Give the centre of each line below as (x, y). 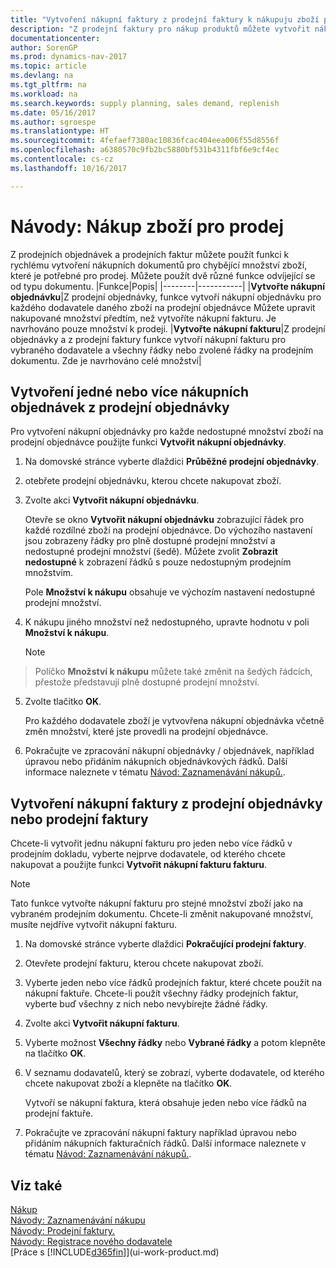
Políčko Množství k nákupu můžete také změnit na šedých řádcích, (173, 672)
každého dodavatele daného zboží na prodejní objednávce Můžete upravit (163, 307)
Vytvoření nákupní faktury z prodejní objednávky (166, 803)
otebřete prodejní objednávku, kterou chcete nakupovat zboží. (153, 481)
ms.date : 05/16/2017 (53, 112)
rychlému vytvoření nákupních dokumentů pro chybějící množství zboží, (159, 265)
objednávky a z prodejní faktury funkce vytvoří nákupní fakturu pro (148, 339)
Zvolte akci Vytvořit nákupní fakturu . (102, 1023)
